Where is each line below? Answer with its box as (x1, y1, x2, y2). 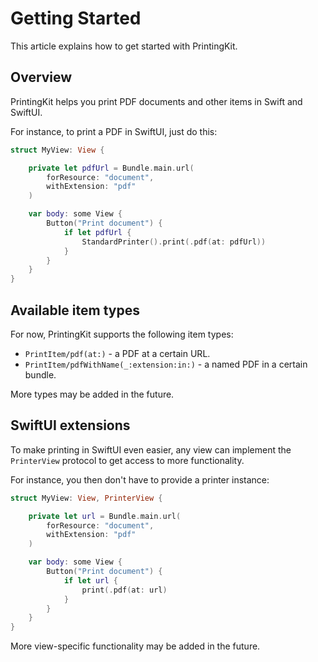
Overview (10, 69, 73, 86)
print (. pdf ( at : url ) (81, 585, 168, 595)
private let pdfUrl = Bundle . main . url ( (28, 163, 195, 173)
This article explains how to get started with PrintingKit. (10, 40, 238, 52)
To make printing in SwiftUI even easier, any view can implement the (10, 443, 292, 456)
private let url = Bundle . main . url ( (28, 511, 182, 521)
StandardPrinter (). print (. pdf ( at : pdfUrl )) (81, 237, 267, 247)
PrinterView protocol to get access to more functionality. (10, 454, 245, 466)
